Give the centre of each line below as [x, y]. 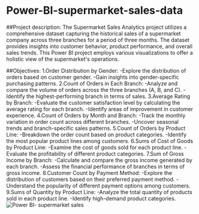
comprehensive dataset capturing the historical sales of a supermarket [94, 33]
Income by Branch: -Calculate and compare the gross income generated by [99, 160]
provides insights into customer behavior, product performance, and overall [99, 46]
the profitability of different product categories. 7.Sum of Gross [106, 153]
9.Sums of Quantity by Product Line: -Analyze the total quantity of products [99, 192]
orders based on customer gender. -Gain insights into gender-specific [93, 77]
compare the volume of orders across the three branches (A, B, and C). [94, 90]
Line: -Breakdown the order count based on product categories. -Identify [97, 134]
